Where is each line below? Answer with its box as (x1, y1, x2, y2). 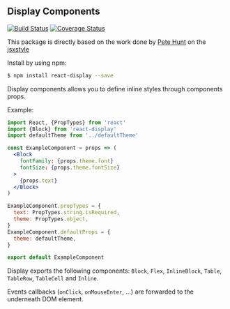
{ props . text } (20, 177, 58, 184)
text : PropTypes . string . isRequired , (13, 209, 120, 216)
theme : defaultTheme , (13, 235, 77, 242)
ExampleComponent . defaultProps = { (7, 228, 111, 236)
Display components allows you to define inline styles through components (7, 84, 223, 93)
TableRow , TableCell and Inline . (7, 274, 99, 282)
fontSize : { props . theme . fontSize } (20, 164, 120, 171)
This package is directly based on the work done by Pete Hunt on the (7, 38, 206, 46)
